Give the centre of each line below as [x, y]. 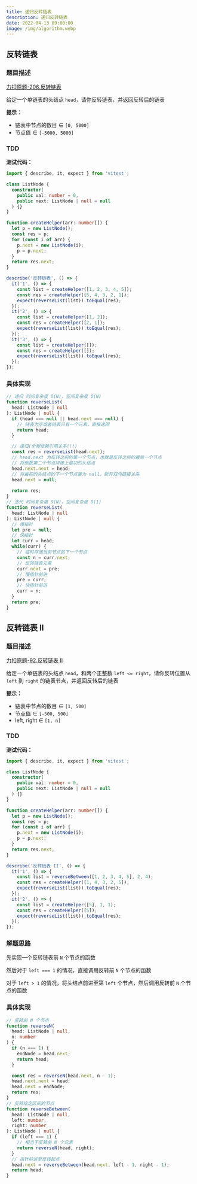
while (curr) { [29, 547]
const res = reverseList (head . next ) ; [59, 452]
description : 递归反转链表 [37, 17]
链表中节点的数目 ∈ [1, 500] [50, 706]
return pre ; [27, 602]
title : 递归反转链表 [29, 12]
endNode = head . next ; [44, 1054]
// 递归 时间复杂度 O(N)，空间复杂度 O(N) [54, 397]
